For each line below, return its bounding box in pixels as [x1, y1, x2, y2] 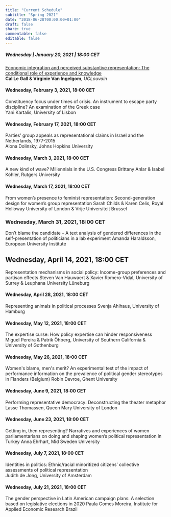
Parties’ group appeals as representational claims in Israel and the [5, 132, 144, 138]
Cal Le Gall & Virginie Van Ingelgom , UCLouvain [5, 75, 107, 82]
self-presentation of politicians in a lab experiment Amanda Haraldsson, [5, 235, 156, 241]
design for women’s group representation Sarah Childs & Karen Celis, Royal [5, 200, 163, 206]
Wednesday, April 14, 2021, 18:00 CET [5, 256, 129, 264]
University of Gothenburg [5, 342, 59, 349]
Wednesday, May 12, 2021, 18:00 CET [5, 320, 87, 326]
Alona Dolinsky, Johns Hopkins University [5, 143, 93, 150]
